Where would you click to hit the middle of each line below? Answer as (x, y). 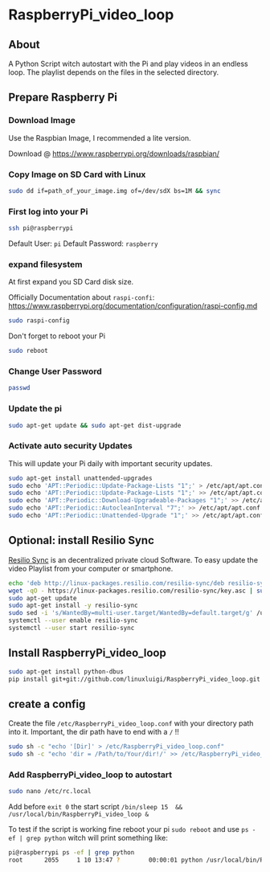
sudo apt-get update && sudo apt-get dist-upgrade (95, 425)
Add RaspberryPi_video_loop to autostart (90, 775)
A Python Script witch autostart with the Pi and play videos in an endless (128, 63)
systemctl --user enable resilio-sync (73, 620)
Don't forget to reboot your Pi (57, 336)
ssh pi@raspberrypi (41, 228)
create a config (47, 704)
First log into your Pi (48, 211)
